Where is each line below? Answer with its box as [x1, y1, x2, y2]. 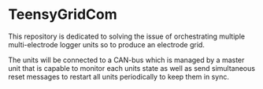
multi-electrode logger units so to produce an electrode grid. [8, 39, 205, 49]
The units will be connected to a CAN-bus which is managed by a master [8, 55, 245, 65]
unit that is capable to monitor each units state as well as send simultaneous [8, 63, 256, 72]
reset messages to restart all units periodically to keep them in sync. [8, 72, 230, 81]
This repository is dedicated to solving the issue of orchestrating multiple [8, 32, 246, 41]
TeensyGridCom [8, 6, 118, 24]
